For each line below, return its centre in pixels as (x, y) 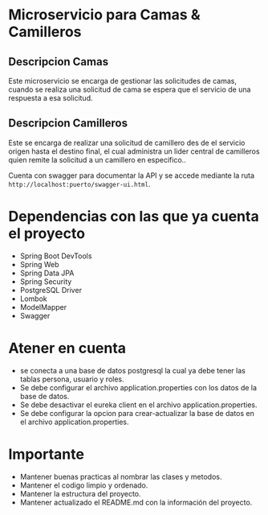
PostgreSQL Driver (51, 290)
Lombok (34, 299)
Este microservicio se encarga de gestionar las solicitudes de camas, (122, 81)
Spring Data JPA (47, 273)
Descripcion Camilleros (68, 124)
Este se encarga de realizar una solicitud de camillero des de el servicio (127, 142)
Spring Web (39, 264)
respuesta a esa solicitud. (51, 98)
